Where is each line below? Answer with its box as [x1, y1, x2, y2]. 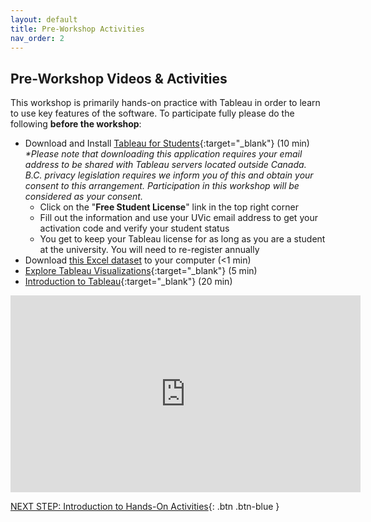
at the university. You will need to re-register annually [39, 244, 260, 256]
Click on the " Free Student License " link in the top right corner [39, 201, 299, 213]
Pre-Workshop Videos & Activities [10, 70, 228, 87]
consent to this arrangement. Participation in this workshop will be [24, 180, 300, 192]
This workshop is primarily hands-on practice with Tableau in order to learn [10, 97, 321, 109]
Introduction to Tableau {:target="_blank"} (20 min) [24, 276, 233, 288]
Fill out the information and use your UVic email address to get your [39, 212, 318, 224]
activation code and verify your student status [39, 222, 230, 235]
